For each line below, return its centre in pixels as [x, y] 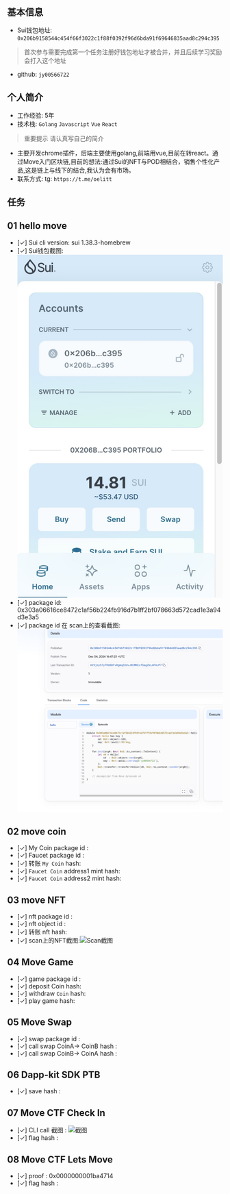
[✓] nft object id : [41, 923]
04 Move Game [40, 962]
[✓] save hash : [39, 1091]
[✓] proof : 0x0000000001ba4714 [65, 1176]
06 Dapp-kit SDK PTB [54, 1075]
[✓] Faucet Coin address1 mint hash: [68, 871]
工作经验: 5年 [36, 115]
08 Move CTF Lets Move [60, 1159]
